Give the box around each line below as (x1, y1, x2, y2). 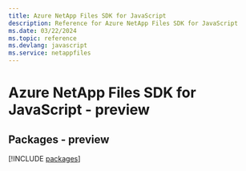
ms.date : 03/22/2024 (8, 26, 78, 35)
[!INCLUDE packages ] (8, 154, 81, 163)
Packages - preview (8, 132, 110, 146)
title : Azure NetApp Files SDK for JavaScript (8, 11, 167, 20)
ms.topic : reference (8, 34, 78, 43)
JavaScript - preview (8, 101, 151, 119)
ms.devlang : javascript (8, 42, 88, 50)
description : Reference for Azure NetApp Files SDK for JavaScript (8, 19, 239, 27)
